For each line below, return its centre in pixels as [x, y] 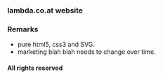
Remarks [23, 29]
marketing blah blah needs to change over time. [86, 52]
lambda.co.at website [45, 10]
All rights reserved [35, 68]
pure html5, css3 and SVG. [56, 45]
